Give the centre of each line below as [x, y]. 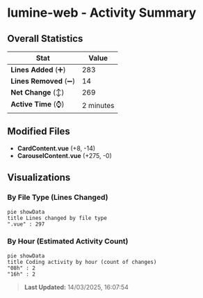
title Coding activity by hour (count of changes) [82, 262]
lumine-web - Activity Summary [102, 13]
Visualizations [39, 178]
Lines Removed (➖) [43, 81]
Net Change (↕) [38, 92]
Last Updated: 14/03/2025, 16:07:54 [76, 287]
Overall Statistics [45, 39]
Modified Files [39, 131]
